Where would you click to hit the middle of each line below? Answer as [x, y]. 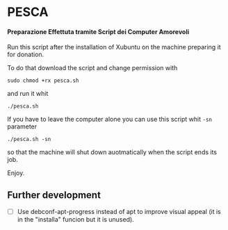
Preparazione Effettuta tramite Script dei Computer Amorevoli [98, 31]
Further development [54, 195]
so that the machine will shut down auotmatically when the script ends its [112, 152]
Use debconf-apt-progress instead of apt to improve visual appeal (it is [119, 212]
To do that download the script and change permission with [92, 68]
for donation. [26, 55]
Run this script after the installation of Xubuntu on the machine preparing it [114, 47]
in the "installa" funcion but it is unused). [75, 220]
